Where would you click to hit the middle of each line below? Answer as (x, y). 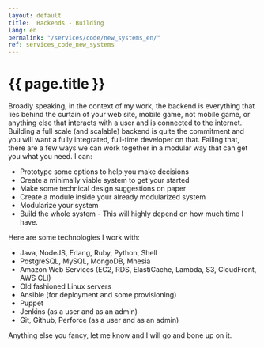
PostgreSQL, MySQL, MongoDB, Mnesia (85, 261)
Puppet (31, 303)
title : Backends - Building (56, 23)
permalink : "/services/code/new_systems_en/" (84, 38)
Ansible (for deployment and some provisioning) (98, 295)
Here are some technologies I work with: (74, 237)
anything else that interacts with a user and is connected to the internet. (125, 123)
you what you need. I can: (50, 157)
